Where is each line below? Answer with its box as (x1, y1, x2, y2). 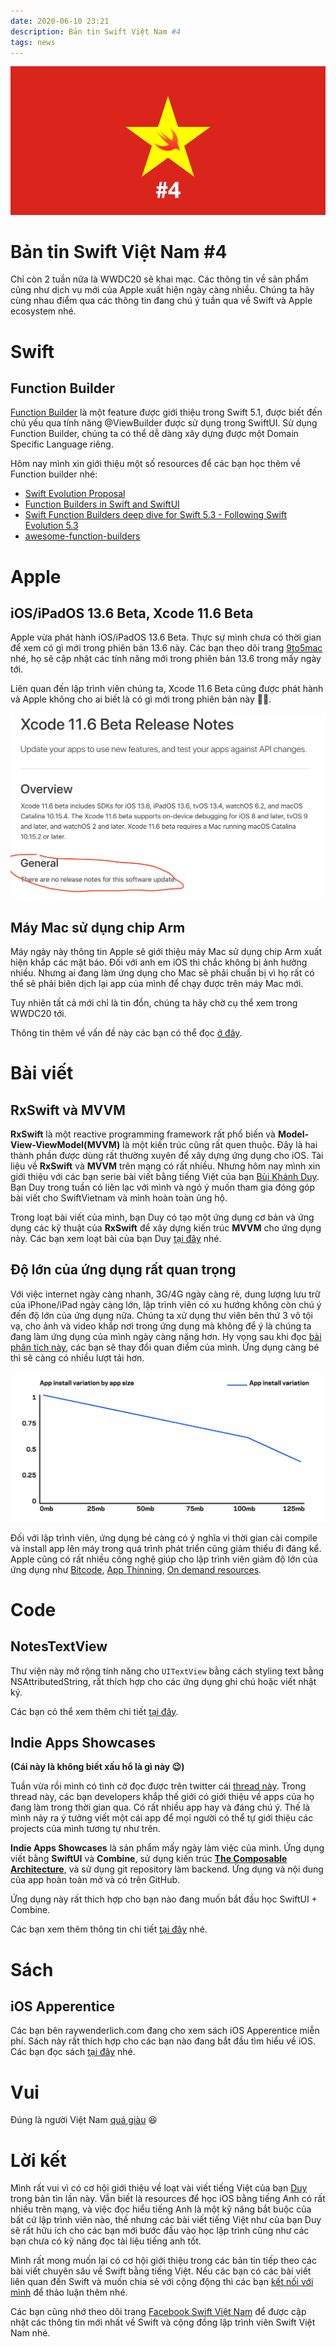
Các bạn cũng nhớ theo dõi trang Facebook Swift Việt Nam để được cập (10, 2306, 307, 2318)
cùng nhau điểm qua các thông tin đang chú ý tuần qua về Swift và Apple (10, 295, 313, 307)
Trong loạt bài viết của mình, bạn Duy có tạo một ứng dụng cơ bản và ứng (10, 1211, 315, 1224)
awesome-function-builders (24, 530, 141, 542)
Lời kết (10, 2149, 67, 2172)
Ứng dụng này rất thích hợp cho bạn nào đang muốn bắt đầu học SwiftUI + (10, 1893, 318, 1905)
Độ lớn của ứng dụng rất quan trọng (10, 1261, 237, 1279)
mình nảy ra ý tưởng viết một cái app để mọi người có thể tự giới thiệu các (10, 1812, 314, 1824)
